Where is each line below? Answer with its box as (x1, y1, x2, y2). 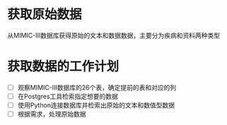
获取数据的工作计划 (7, 59, 120, 75)
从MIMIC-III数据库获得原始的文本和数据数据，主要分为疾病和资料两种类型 (7, 31, 221, 40)
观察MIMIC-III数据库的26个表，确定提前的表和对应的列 (17, 83, 177, 92)
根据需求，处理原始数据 (17, 110, 86, 119)
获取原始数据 (7, 6, 83, 23)
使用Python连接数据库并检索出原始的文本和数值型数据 (17, 101, 175, 109)
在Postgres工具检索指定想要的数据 (17, 92, 119, 100)
